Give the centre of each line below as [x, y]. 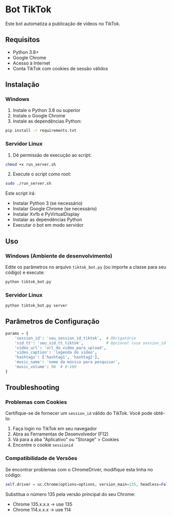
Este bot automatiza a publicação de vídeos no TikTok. [63, 24]
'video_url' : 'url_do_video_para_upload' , [60, 348]
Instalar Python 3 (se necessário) [48, 203]
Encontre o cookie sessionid [43, 445]
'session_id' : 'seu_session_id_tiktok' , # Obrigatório [76, 338]
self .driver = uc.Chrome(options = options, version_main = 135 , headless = [83, 484]
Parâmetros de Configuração [52, 322]
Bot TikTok [28, 9]
